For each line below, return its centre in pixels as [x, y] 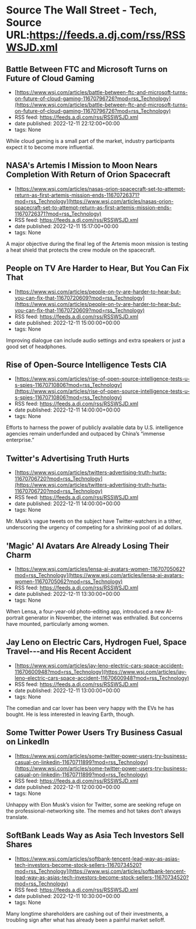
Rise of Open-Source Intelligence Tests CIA [87, 365]
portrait [15, 618]
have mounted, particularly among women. [57, 624]
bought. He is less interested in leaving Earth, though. [71, 714]
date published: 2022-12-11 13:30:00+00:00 [67, 594]
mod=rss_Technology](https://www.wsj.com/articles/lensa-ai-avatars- [99, 575]
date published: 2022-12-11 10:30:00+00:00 [67, 896]
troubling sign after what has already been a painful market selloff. [86, 920]
